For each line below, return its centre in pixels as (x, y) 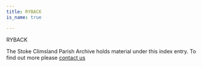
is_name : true (24, 17)
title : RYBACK (24, 12)
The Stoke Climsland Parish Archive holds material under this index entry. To (101, 51)
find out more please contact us (46, 57)
